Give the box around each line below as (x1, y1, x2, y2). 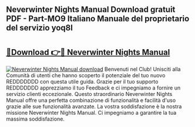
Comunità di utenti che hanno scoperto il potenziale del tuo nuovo (6, 72, 166, 78)
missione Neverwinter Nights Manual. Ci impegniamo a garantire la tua (6, 109, 177, 116)
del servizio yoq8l (6, 23, 73, 33)
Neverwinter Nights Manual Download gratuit (6, 5, 176, 15)
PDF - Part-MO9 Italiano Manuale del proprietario (6, 14, 190, 24)
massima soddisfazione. (6, 115, 65, 122)
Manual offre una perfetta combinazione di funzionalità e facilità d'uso (6, 97, 176, 104)
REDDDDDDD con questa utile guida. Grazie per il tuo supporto (6, 78, 159, 85)
